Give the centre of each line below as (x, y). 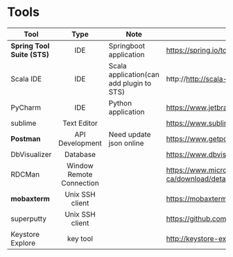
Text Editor (80, 123)
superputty (29, 218)
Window (80, 165)
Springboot (127, 46)
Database (80, 154)
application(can (134, 74)
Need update (130, 134)
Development (80, 143)
